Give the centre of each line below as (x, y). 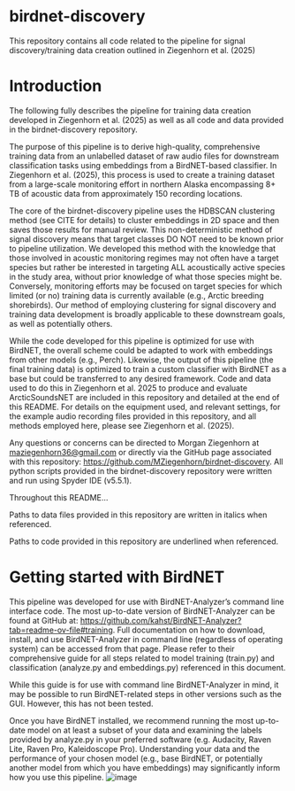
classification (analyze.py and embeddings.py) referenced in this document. (147, 667)
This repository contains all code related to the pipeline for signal (127, 41)
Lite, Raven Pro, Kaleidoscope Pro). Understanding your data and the (135, 748)
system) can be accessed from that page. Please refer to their (122, 648)
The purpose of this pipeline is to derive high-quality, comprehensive (135, 146)
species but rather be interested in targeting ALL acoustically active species (147, 267)
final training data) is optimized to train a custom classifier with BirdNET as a (148, 368)
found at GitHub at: (44, 620)
